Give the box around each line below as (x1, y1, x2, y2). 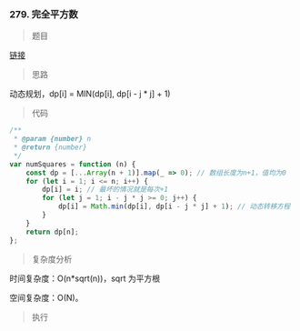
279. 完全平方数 (9, 7, 79, 20)
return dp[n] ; (25, 227, 79, 236)
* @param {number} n (13, 135, 92, 144)
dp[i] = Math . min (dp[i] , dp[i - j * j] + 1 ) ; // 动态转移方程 (57, 202, 291, 211)
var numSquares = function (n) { (9, 159, 136, 169)
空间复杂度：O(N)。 (9, 292, 84, 303)
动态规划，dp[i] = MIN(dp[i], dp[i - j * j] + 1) (9, 88, 171, 99)
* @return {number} (13, 143, 88, 152)
